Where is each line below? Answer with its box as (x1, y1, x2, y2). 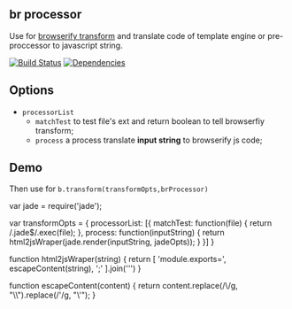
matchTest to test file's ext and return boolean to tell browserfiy (35, 115, 265, 127)
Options (9, 83, 55, 98)
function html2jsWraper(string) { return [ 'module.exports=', (9, 254, 227, 265)
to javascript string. (52, 40, 123, 50)
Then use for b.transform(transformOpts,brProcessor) (9, 183, 209, 194)
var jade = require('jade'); (9, 201, 103, 212)
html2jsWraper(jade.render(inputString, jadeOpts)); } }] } (9, 236, 215, 247)
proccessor (9, 40, 51, 50)
